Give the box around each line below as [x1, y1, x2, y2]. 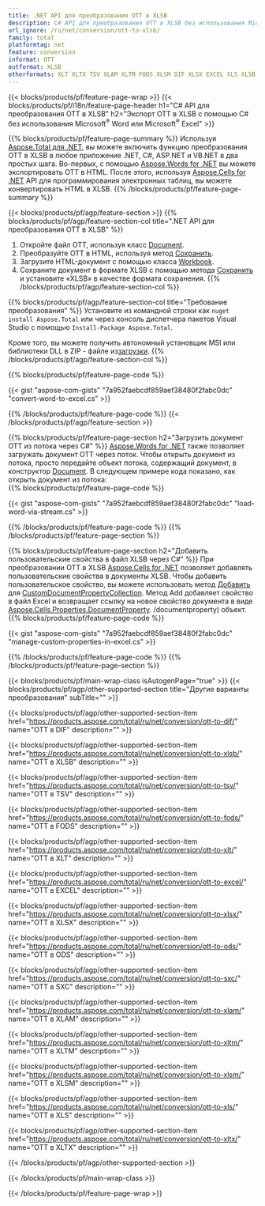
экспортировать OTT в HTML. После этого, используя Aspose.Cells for [8, 168, 246, 177]
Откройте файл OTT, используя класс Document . [19, 240, 185, 250]
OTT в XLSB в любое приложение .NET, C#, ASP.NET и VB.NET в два [8, 151, 239, 161]
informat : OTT [8, 56, 55, 64]
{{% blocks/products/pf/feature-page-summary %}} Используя [8, 134, 217, 143]
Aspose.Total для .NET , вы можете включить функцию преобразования [8, 142, 248, 152]
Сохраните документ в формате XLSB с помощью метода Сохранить [19, 266, 254, 275]
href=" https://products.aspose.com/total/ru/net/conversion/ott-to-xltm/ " [8, 1038, 244, 1048]
